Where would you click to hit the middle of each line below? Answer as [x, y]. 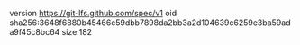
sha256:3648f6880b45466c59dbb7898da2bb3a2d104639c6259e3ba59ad [150, 22]
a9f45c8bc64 [35, 32]
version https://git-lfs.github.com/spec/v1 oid [93, 13]
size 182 [77, 32]
